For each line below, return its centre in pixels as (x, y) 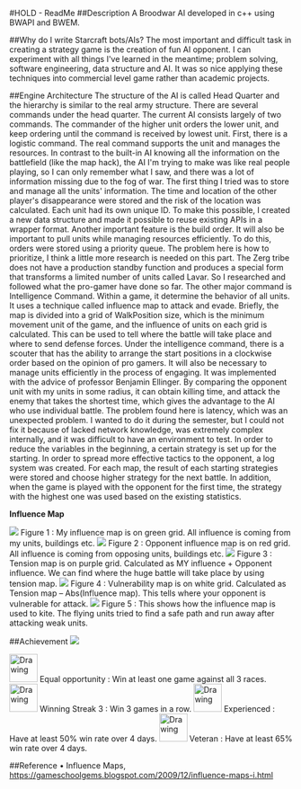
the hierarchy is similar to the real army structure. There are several (134, 105)
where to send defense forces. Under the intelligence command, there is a (147, 344)
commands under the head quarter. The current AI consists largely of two (145, 115)
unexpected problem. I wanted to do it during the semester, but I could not (147, 420)
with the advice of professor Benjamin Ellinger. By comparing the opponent (148, 382)
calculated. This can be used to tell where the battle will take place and (141, 334)
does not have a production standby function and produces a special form (147, 267)
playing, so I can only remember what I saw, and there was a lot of (132, 172)
